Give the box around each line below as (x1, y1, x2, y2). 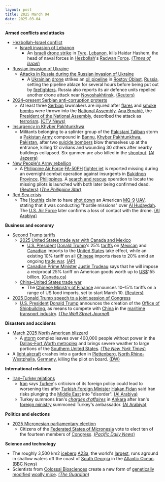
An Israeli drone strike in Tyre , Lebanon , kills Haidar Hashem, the (27, 50, 159, 56)
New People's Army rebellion (12, 160, 71, 166)
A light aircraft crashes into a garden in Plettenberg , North (12, 351, 130, 357)
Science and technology (5, 441, 56, 447)
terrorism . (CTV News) (19, 118, 66, 124)
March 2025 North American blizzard (12, 330, 88, 336)
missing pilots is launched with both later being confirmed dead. (19, 181, 150, 187)
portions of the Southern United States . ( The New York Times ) (19, 346, 146, 351)
